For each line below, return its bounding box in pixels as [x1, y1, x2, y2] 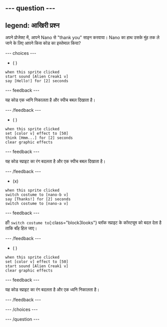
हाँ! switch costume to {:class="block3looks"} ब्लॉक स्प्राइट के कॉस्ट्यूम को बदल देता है [5, 220, 162, 226]
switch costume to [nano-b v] [5, 192, 69, 198]
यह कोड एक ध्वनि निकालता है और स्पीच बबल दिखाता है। [5, 97, 96, 103]
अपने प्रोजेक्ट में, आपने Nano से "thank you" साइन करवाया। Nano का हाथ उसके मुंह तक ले [5, 35, 160, 41]
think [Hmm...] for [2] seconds [5, 135, 73, 140]
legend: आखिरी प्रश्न [5, 21, 60, 30]
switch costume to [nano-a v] [5, 201, 69, 206]
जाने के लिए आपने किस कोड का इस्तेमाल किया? [5, 40, 81, 46]
